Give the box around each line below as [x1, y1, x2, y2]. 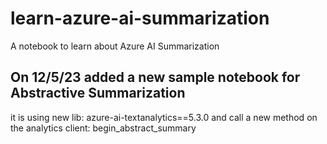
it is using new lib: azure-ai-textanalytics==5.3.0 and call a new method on [10, 111, 318, 123]
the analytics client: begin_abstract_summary [10, 122, 197, 134]
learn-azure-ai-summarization [10, 7, 270, 30]
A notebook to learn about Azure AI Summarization [10, 40, 220, 52]
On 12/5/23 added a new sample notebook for [10, 69, 301, 86]
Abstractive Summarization [10, 85, 186, 102]
